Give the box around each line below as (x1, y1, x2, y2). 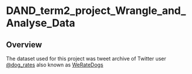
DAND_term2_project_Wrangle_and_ (6, 4, 186, 17)
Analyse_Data (6, 16, 76, 30)
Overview (6, 40, 43, 50)
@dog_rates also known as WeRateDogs (6, 61, 104, 68)
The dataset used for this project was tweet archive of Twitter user (6, 55, 166, 62)
